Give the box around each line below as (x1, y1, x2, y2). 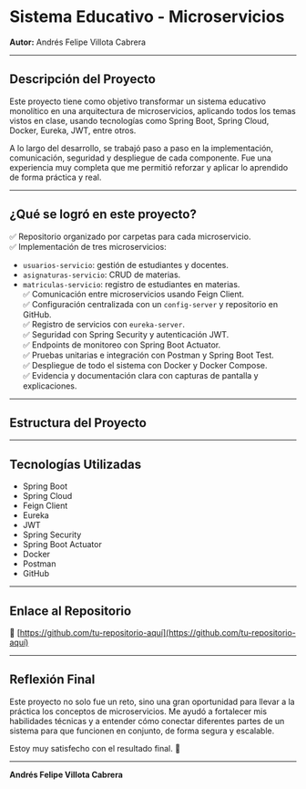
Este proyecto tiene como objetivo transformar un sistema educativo (9, 96, 267, 107)
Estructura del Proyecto (9, 415, 148, 431)
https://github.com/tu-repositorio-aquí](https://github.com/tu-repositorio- (19, 628, 296, 638)
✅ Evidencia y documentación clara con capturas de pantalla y (22, 369, 259, 380)
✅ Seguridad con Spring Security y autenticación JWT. (22, 328, 229, 339)
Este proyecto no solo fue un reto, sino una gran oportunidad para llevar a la (9, 696, 295, 707)
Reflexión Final (9, 672, 96, 688)
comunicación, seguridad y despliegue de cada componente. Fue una (9, 152, 271, 163)
